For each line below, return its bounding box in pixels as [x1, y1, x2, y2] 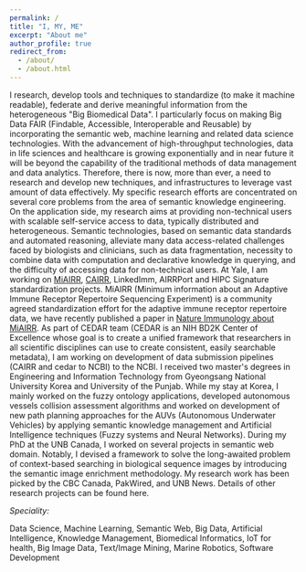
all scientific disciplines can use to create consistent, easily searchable [9, 342, 276, 353]
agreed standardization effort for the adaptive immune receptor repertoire [9, 302, 288, 313]
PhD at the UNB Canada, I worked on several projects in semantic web [9, 439, 274, 450]
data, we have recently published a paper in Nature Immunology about [9, 312, 275, 323]
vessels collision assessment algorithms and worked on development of [9, 399, 280, 411]
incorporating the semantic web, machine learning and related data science [9, 128, 294, 139]
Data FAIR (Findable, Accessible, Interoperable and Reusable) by [9, 118, 252, 129]
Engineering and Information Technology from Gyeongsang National [9, 371, 267, 382]
